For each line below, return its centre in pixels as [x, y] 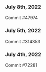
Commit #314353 [23, 41]
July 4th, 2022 [23, 54]
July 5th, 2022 [23, 31]
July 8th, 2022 [23, 7]
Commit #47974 [22, 18]
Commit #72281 [21, 65]
